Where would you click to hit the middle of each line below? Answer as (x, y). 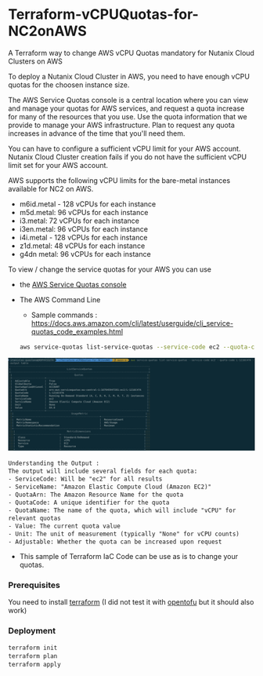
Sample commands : (64, 315)
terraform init (33, 648)
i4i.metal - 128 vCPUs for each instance (83, 237)
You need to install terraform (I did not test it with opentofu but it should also (131, 602)
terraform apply (34, 665)
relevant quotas (34, 518)
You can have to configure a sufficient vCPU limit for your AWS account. (124, 148)
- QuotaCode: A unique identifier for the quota (89, 502)
